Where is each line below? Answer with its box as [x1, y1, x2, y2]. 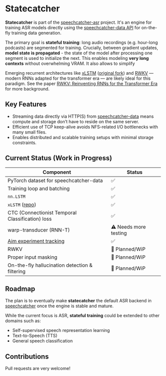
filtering [7, 268, 26, 275]
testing [111, 230, 127, 236]
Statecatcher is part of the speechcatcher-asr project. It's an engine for [5, 19, 152, 25]
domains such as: [5, 318, 41, 324]
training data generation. [11, 30, 62, 36]
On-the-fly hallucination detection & [7, 262, 93, 269]
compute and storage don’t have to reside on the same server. [12, 118, 139, 124]
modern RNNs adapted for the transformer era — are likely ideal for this [5, 75, 151, 81]
